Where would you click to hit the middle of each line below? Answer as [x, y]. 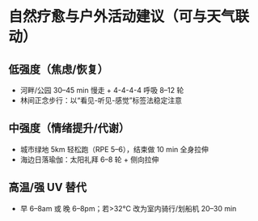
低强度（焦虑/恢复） [59, 69]
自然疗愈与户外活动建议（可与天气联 [129, 17]
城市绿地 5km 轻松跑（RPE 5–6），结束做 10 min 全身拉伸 [114, 149]
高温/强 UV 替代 [48, 187]
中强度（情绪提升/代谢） [69, 128]
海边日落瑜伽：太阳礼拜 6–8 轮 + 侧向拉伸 [89, 159]
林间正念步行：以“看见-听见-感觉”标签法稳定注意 [101, 100]
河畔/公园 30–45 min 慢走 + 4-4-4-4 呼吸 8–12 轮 [102, 90]
